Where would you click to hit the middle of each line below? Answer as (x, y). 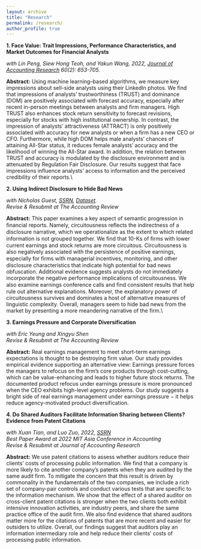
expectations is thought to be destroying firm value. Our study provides (94, 358)
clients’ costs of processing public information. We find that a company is (97, 463)
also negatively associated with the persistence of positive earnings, (91, 252)
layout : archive (26, 12)
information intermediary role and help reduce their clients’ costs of (89, 533)
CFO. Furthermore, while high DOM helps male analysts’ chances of (90, 139)
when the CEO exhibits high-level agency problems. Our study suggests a (97, 390)
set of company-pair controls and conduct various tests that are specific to (99, 489)
